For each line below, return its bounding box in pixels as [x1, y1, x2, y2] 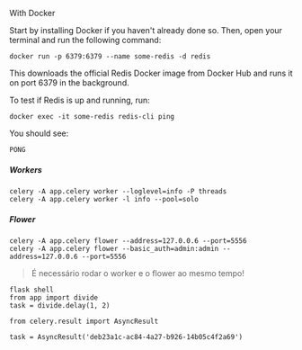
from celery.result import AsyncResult [9, 317, 159, 326]
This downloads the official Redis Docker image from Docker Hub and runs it [9, 67, 293, 78]
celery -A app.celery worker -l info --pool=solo [9, 194, 200, 203]
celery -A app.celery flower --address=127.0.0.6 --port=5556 [9, 236, 247, 246]
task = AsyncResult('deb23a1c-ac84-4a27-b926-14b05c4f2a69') [9, 332, 244, 341]
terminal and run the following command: [9, 35, 162, 45]
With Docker [9, 8, 56, 18]
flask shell [9, 285, 54, 294]
